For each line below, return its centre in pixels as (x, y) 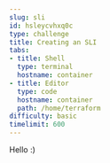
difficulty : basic (43, 116)
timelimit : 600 (37, 125)
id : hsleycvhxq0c (41, 26)
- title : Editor (39, 83)
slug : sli (27, 17)
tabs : (19, 50)
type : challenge (39, 34)
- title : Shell (37, 58)
